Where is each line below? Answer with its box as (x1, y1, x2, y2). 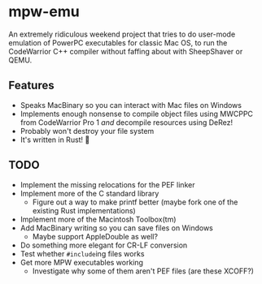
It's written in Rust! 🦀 (20, 135, 90, 144)
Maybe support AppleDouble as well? (32, 231, 159, 241)
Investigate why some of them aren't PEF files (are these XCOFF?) (32, 266, 255, 276)
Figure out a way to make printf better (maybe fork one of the (32, 197, 238, 207)
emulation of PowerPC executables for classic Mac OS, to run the (8, 37, 228, 47)
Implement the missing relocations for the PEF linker (20, 179, 195, 189)
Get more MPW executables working (20, 257, 144, 267)
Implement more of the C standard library (20, 188, 159, 198)
